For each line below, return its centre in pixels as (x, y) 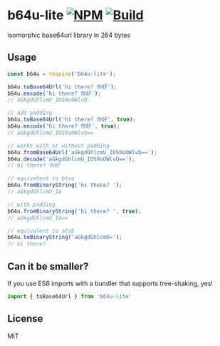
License (25, 319)
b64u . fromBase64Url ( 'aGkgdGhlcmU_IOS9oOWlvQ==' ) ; (83, 152)
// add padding (30, 113)
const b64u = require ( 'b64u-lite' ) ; (62, 74)
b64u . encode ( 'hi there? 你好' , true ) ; (64, 126)
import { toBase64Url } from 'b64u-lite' (70, 296)
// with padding (31, 204)
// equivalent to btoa (41, 178)
